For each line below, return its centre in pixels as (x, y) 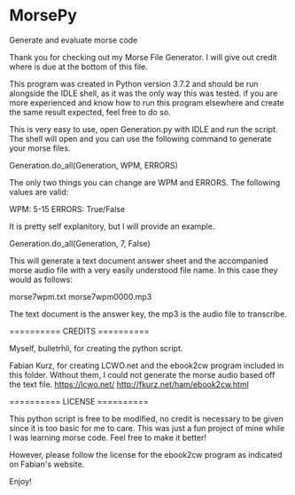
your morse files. (40, 148)
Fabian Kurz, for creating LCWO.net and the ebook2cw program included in (147, 365)
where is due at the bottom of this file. (78, 67)
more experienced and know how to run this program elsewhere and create (147, 102)
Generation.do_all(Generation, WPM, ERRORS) (94, 165)
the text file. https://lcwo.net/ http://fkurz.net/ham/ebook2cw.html (129, 384)
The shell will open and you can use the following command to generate (140, 138)
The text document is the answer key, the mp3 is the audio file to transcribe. (148, 314)
